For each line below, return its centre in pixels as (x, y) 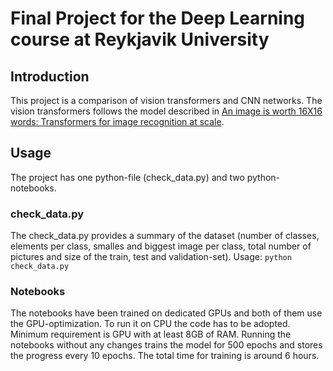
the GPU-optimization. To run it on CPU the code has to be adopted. (150, 324)
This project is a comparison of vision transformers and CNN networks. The (166, 100)
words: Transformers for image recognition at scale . (117, 121)
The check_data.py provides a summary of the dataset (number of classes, (165, 236)
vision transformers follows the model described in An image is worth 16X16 (166, 111)
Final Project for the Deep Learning (158, 18)
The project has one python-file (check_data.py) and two (127, 177)
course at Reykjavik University (140, 39)
